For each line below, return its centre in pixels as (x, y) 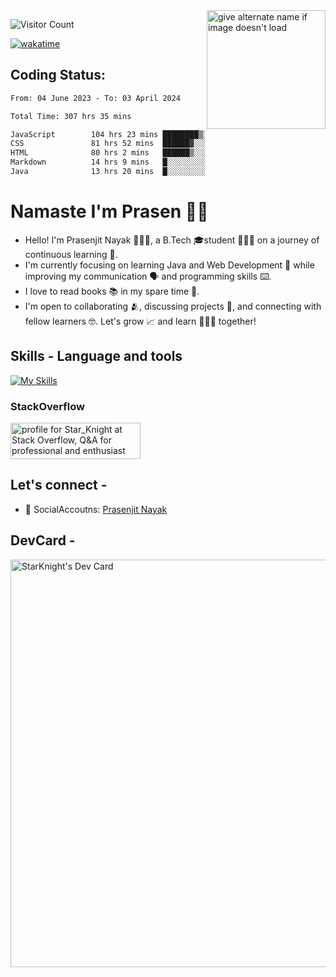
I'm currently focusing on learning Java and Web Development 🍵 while (169, 265)
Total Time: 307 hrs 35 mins (71, 116)
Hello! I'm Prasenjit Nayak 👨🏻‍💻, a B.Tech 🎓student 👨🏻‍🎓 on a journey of (172, 240)
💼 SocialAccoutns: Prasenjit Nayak (96, 509)
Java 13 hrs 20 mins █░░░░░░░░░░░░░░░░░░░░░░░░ (142, 172)
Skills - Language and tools (96, 356)
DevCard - (43, 540)
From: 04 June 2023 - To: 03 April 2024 (96, 98)
